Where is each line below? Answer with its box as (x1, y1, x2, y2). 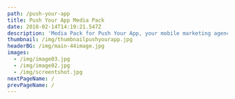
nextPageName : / (7, 75, 55, 82)
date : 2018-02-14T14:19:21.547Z (7, 23, 101, 30)
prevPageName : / (7, 82, 55, 89)
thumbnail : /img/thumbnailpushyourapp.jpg (7, 36, 133, 43)
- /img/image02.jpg (13, 62, 71, 69)
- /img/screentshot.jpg (13, 68, 83, 75)
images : (7, 49, 30, 56)
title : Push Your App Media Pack (7, 17, 105, 24)
